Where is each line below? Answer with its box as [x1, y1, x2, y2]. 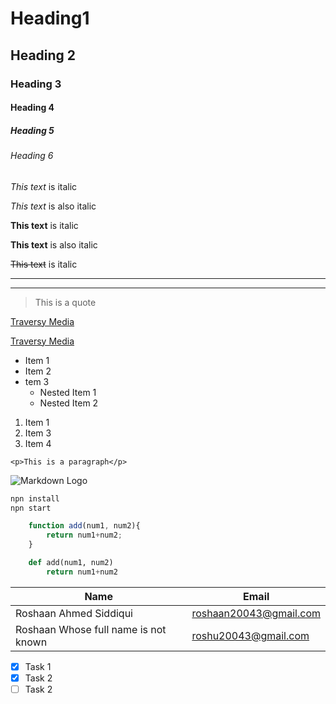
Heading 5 [10, 124, 55, 136]
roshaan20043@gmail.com [191, 606, 321, 620]
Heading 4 [10, 102, 55, 114]
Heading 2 [10, 47, 77, 64]
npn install [10, 493, 60, 504]
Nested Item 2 [39, 397, 99, 409]
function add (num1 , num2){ [28, 521, 141, 531]
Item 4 [24, 437, 52, 449]
